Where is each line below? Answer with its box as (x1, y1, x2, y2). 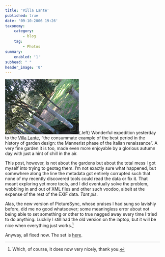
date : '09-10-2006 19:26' (5, 18, 58, 23)
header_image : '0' (5, 65, 43, 70)
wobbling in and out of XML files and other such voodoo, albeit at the (5, 186, 145, 192)
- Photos (23, 44, 41, 49)
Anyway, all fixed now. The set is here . (5, 232, 82, 238)
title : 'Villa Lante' (5, 8, 50, 13)
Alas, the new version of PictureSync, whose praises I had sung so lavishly (5, 201, 156, 207)
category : (14, 28, 34, 34)
